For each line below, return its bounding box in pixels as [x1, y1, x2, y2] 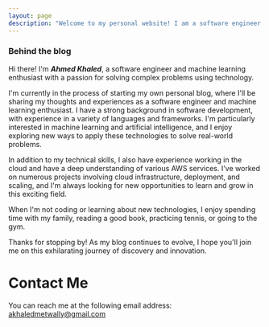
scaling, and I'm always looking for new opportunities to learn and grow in [8, 180, 254, 190]
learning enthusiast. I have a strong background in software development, [8, 105, 254, 115]
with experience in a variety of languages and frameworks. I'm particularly [8, 113, 255, 123]
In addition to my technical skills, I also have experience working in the [8, 154, 242, 165]
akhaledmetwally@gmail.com [8, 309, 106, 318]
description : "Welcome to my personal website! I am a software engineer [8, 19, 262, 27]
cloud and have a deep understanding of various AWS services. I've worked [8, 163, 260, 173]
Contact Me [8, 274, 89, 292]
